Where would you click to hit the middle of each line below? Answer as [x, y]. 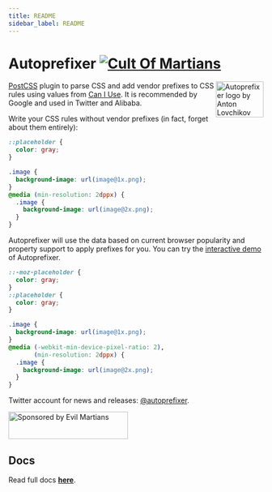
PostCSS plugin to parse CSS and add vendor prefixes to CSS [111, 86]
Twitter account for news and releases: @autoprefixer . [99, 400]
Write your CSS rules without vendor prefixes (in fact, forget [108, 119]
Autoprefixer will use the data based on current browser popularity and [127, 241]
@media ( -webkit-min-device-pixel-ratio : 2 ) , [86, 347]
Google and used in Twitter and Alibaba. [75, 103]
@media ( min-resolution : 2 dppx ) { [67, 195]
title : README [32, 16]
